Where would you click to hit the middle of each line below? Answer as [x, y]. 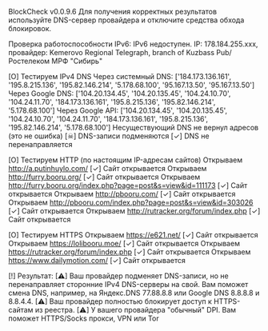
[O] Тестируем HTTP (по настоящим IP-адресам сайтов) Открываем [125, 160]
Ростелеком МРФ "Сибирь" [55, 61]
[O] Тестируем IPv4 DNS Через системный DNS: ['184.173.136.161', [120, 76]
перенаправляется [40, 144]
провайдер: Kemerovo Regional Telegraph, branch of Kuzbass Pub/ [120, 52]
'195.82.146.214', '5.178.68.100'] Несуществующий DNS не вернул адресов [134, 128]
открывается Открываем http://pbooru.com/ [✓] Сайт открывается [122, 194]
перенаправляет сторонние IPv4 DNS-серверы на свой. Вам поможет [128, 284]
